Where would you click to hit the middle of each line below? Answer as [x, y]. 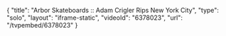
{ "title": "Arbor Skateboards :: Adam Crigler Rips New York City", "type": [113, 10]
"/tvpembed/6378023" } [42, 25]
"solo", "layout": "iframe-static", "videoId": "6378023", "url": [95, 18]
